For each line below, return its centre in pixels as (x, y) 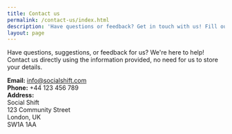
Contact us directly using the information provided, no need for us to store (113, 60)
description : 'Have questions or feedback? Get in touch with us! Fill (112, 26)
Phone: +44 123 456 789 (43, 88)
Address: (21, 95)
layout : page (26, 33)
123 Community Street (39, 110)
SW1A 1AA (22, 124)
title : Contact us (33, 13)
